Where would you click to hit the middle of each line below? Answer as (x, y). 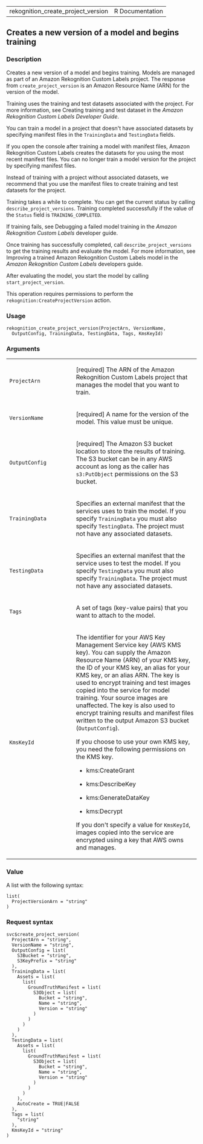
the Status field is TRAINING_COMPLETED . (54, 215)
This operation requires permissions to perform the (70, 293)
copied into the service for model (123, 690)
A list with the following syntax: (45, 885)
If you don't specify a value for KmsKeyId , (133, 825)
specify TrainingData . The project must (131, 578)
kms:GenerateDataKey (118, 798)
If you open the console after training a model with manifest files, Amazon (98, 146)
